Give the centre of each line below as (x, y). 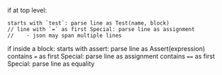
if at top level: (27, 10)
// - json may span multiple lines (65, 35)
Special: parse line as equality (51, 64)
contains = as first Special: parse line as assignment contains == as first (111, 56)
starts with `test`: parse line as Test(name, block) (89, 23)
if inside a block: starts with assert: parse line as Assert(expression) (106, 48)
